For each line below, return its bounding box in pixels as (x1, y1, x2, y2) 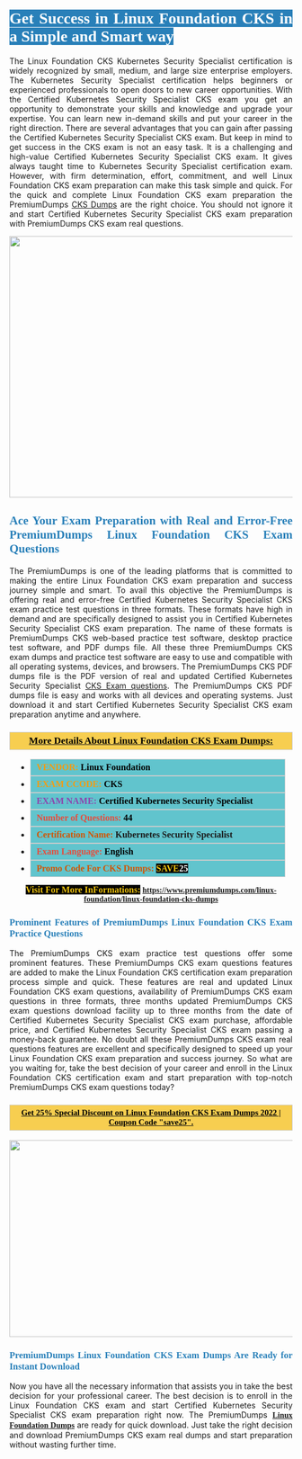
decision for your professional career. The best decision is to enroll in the (9, 1390, 293, 1401)
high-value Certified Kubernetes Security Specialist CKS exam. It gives (9, 151, 293, 162)
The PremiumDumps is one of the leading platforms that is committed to (9, 565, 293, 576)
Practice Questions (9, 927, 84, 939)
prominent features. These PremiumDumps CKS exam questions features (9, 958, 293, 969)
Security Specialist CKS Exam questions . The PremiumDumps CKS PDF (9, 680, 293, 691)
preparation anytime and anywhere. (9, 709, 141, 720)
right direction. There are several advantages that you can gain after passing (9, 122, 293, 133)
